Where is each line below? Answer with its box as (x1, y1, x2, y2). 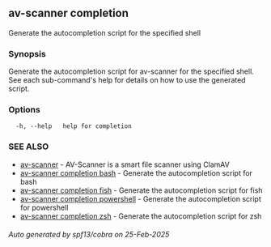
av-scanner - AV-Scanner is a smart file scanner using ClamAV (19, 160, 231, 169)
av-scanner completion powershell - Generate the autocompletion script (19, 194, 261, 203)
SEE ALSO (8, 141, 49, 152)
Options (8, 104, 40, 116)
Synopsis (8, 48, 46, 59)
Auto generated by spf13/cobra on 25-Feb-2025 (8, 230, 170, 240)
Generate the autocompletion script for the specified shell (8, 28, 201, 37)
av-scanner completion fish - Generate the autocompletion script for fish (19, 185, 263, 195)
